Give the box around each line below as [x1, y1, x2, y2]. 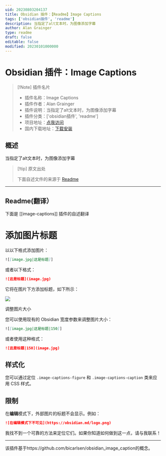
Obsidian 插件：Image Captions [5, 67, 137, 78]
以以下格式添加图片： [5, 248, 48, 253]
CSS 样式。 [10, 381, 34, 387]
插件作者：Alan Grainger [24, 101, 75, 107]
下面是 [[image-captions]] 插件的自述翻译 [5, 211, 89, 217]
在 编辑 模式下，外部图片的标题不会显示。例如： [5, 411, 100, 416]
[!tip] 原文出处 [17, 166, 46, 172]
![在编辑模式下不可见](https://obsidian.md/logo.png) [5, 420, 112, 425]
